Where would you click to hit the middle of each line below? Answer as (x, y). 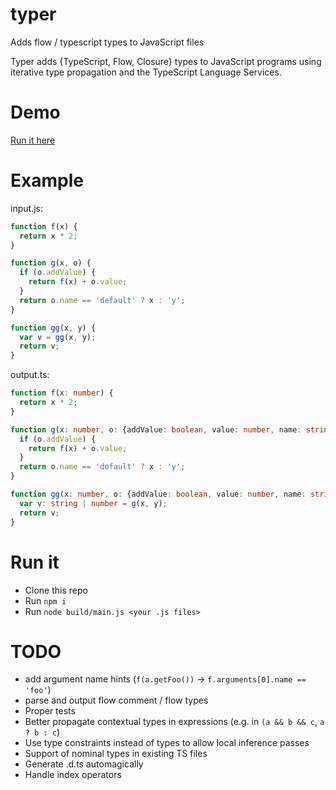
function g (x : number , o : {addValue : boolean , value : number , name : (156, 429)
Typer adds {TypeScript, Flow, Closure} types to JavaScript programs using (166, 61)
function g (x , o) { (51, 263)
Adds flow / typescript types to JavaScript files (107, 42)
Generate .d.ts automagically (84, 764)
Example (47, 180)
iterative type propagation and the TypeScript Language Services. (146, 72)
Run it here (33, 140)
